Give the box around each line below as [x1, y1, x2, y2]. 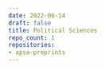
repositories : [8, 41, 56, 49]
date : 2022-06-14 [8, 11, 66, 20]
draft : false [8, 19, 52, 27]
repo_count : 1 [8, 33, 56, 42]
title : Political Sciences [8, 26, 98, 34]
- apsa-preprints [8, 48, 66, 56]
